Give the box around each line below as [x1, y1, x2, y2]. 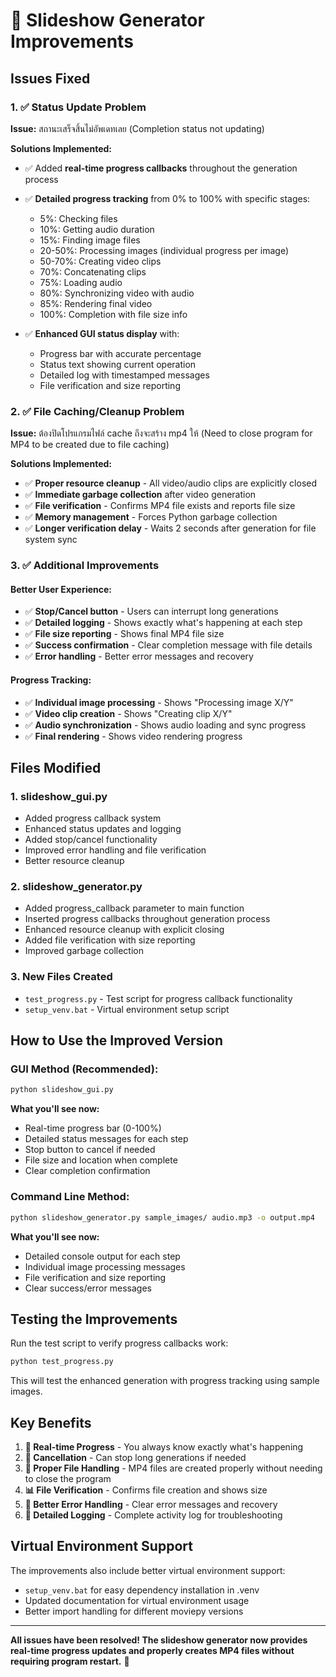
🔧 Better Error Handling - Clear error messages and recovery [24, 1499, 278, 1511]
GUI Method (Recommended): [10, 1062, 159, 1076]
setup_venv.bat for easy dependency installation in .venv [24, 1584, 260, 1596]
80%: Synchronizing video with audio [39, 287, 195, 299]
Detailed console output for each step [24, 1250, 181, 1262]
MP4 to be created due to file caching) [10, 439, 170, 451]
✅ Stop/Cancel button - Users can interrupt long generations [24, 605, 279, 618]
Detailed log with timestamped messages [39, 369, 210, 381]
